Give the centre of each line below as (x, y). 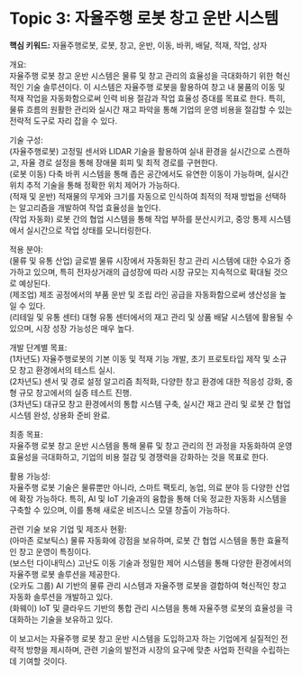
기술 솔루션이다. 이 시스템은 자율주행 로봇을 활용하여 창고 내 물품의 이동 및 (156, 87)
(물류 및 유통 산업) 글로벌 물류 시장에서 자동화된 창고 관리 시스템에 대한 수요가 (146, 260)
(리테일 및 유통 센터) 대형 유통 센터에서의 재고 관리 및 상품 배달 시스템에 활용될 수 (151, 317)
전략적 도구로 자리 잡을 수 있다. (64, 120)
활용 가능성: (30, 476)
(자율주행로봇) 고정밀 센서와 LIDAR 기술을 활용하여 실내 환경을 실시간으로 (138, 151)
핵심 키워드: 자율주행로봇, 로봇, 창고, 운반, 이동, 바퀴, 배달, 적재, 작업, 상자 (138, 45)
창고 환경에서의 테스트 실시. (67, 370)
